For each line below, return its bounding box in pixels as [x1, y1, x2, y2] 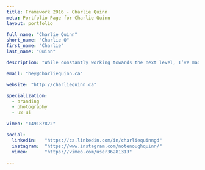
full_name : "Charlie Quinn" [6, 31, 78, 37]
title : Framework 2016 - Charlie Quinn [6, 9, 108, 15]
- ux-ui [12, 109, 32, 116]
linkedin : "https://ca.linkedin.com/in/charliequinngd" [12, 137, 163, 144]
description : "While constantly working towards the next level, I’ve [6, 59, 190, 65]
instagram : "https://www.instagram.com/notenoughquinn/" [12, 143, 163, 149]
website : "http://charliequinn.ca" [6, 81, 97, 87]
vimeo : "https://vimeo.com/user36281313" [12, 149, 132, 155]
